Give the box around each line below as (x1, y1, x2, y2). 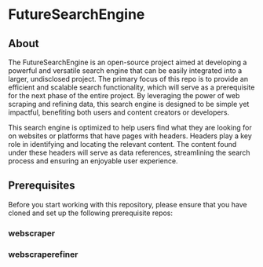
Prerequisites (8, 179, 75, 192)
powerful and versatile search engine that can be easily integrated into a (8, 66, 243, 75)
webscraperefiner (8, 249, 79, 260)
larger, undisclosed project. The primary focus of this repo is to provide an (8, 75, 249, 83)
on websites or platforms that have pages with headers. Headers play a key (8, 131, 253, 141)
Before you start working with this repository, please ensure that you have (8, 199, 247, 209)
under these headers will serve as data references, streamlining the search (8, 148, 250, 157)
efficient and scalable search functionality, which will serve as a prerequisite (8, 82, 255, 92)
